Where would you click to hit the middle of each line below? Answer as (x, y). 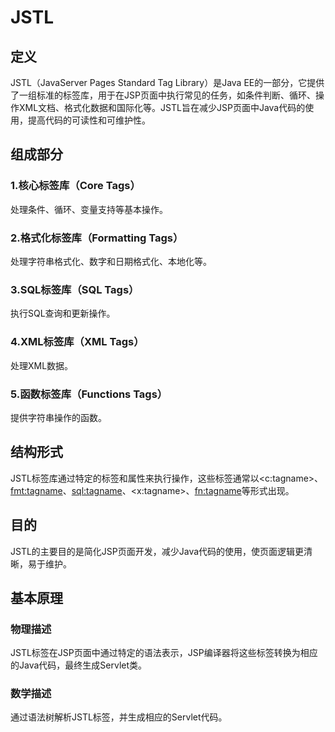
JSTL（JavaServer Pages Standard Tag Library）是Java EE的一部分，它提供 (167, 82)
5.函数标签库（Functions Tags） (89, 394)
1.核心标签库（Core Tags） (75, 186)
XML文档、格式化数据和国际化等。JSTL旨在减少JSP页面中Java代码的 (162, 107)
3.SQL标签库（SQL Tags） (75, 289)
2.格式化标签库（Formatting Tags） (97, 238)
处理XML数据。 (42, 365)
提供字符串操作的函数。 (58, 417)
